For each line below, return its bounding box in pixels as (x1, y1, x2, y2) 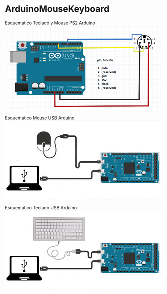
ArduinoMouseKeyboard (5, 3, 110, 15)
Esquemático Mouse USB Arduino (5, 115, 75, 121)
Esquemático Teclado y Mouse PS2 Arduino (5, 20, 96, 26)
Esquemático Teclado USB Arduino (5, 204, 77, 210)
